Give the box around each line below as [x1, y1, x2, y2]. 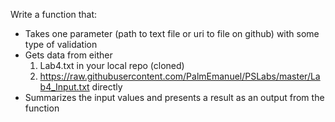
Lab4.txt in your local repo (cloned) [39, 60, 185, 71]
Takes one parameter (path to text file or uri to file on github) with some [24, 28, 320, 39]
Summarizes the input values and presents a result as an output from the [24, 92, 325, 103]
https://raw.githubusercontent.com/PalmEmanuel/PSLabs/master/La [39, 70, 321, 82]
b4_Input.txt [39, 81, 90, 93]
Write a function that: [10, 9, 98, 20]
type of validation [24, 39, 98, 50]
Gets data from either [24, 49, 113, 61]
